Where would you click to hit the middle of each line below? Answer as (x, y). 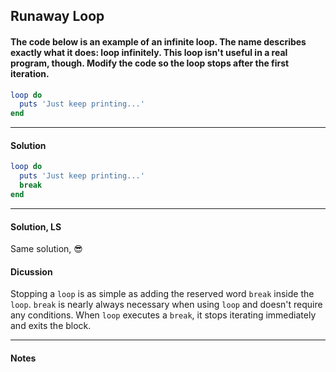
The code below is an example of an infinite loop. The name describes (158, 41)
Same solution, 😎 (46, 249)
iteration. (30, 73)
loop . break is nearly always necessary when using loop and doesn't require (166, 305)
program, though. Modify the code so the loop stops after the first (150, 63)
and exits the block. (51, 326)
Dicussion (31, 271)
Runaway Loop (57, 16)
